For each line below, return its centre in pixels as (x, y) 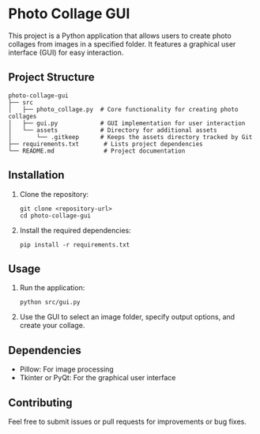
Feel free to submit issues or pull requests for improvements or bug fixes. (127, 421)
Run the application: (52, 288)
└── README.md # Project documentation (97, 151)
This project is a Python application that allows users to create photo (120, 36)
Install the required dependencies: (75, 230)
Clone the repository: (54, 194)
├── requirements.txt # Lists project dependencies (106, 144)
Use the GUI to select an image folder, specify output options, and (127, 317)
